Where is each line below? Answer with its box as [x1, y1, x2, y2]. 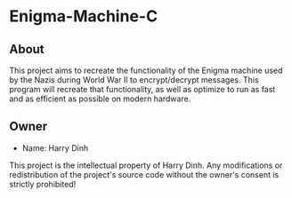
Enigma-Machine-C [9, 6, 158, 27]
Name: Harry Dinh [21, 142, 89, 153]
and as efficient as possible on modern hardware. [9, 93, 191, 104]
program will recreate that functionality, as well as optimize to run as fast [9, 84, 276, 94]
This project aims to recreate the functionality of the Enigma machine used [9, 65, 283, 75]
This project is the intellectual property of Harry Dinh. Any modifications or [9, 160, 283, 170]
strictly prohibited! [9, 178, 77, 189]
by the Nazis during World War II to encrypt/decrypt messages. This [9, 75, 260, 85]
